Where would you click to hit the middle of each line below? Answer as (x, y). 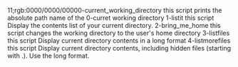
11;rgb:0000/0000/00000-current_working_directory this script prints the (115, 10)
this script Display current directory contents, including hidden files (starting (119, 48)
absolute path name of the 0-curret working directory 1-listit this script (111, 18)
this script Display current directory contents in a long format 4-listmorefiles (119, 41)
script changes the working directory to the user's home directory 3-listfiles (119, 33)
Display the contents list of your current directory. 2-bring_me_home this (114, 25)
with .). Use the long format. (48, 56)
